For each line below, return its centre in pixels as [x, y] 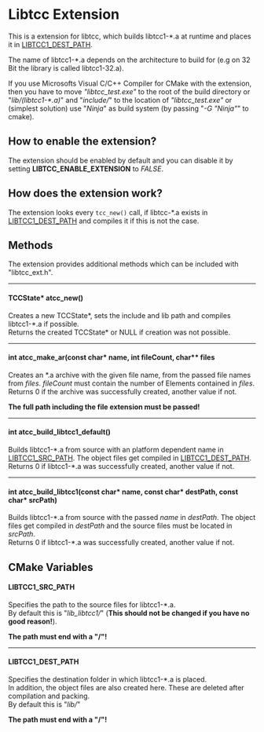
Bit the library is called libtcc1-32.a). [66, 68]
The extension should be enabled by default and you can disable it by [121, 160]
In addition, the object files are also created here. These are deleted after [126, 687]
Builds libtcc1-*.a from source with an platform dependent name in [116, 449]
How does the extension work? [86, 194]
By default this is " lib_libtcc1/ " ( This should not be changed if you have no [129, 613]
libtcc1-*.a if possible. [44, 324]
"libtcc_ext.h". [31, 273]
